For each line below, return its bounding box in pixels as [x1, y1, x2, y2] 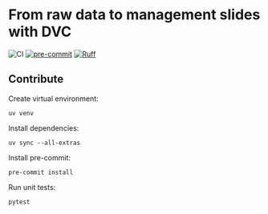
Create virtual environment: [8, 94, 99, 103]
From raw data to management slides [8, 6, 261, 24]
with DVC [8, 22, 72, 41]
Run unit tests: [8, 182, 56, 192]
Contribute [8, 72, 64, 86]
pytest [8, 198, 30, 206]
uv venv [8, 109, 35, 117]
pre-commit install [8, 168, 74, 176]
